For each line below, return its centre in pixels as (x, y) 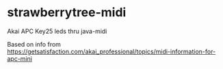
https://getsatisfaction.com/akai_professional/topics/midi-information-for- (112, 51)
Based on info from (34, 44)
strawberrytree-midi (67, 13)
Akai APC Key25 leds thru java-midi (57, 31)
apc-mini (20, 58)
